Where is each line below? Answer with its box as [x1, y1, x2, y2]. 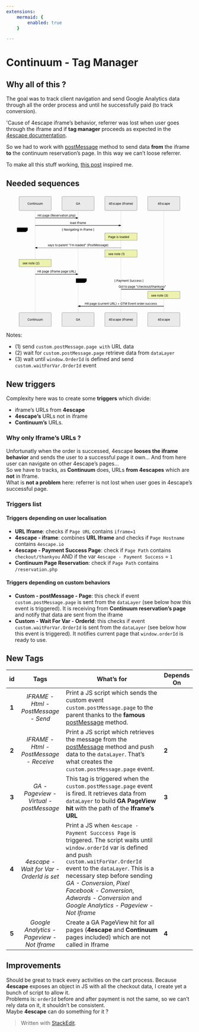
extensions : [6, 8, 36, 15]
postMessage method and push [66, 742, 154, 750]
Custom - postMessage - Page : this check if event [14, 592, 140, 599]
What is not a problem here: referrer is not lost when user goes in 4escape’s [6, 478, 192, 486]
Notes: [6, 331, 23, 338]
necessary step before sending [66, 871, 153, 880]
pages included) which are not [66, 933, 151, 941]
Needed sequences [6, 178, 80, 188]
